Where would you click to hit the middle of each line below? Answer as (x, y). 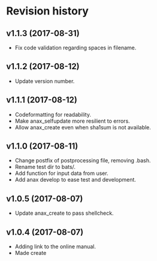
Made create (31, 253)
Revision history (47, 11)
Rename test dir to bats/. (45, 167)
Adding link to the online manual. (55, 247)
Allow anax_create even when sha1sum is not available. (83, 127)
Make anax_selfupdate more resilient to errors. (72, 121)
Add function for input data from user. (62, 173)
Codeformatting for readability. (53, 114)
